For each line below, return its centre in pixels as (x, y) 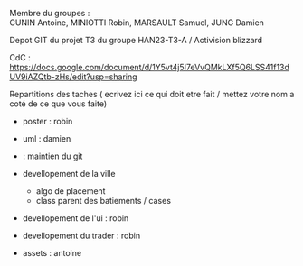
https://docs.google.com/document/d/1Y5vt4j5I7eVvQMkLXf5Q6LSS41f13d (149, 67)
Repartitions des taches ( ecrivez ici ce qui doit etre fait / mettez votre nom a (152, 94)
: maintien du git (52, 156)
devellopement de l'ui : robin (76, 218)
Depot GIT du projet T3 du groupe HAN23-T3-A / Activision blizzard (136, 40)
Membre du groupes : (50, 13)
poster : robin (47, 121)
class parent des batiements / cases (104, 201)
